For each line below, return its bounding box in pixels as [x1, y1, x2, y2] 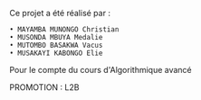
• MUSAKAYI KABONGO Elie [9, 49, 103, 58]
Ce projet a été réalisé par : [9, 8, 111, 18]
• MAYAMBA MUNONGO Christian [9, 25, 120, 34]
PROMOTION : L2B [9, 82, 80, 93]
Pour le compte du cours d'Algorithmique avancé [9, 65, 192, 75]
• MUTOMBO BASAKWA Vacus [9, 41, 103, 50]
